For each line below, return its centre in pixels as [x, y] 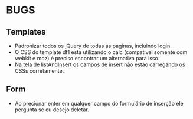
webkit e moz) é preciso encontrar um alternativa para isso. [87, 58]
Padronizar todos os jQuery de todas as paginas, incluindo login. [93, 46]
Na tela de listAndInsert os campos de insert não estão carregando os [100, 64]
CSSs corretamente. [39, 71]
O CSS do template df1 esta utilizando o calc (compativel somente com [101, 52]
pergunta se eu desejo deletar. [52, 110]
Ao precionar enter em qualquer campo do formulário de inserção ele [99, 103]
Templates [26, 32]
